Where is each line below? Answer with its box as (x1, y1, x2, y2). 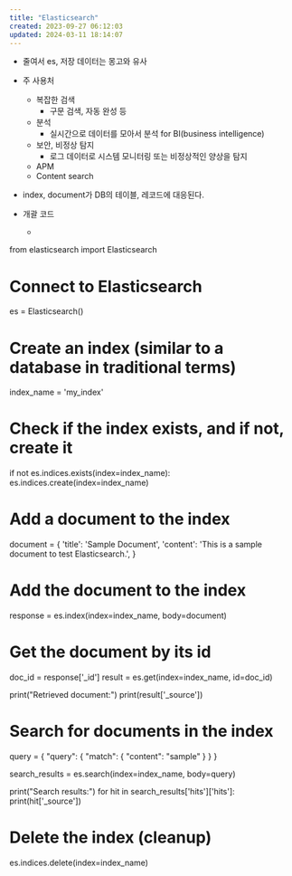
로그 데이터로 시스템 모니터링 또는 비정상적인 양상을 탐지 (49, 151, 248, 162)
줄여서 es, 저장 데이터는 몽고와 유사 (22, 56, 147, 67)
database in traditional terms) (9, 357, 237, 377)
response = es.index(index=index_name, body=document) (9, 610, 228, 621)
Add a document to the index (9, 509, 231, 529)
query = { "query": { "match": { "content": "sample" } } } (9, 750, 218, 761)
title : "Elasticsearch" (9, 13, 99, 23)
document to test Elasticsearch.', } (9, 548, 137, 559)
